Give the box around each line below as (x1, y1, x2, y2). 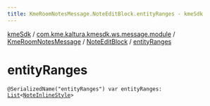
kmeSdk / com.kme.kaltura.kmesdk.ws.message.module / (7, 30, 175, 38)
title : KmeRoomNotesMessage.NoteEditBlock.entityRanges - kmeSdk (7, 10, 203, 18)
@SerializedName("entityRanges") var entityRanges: (7, 86, 162, 93)
